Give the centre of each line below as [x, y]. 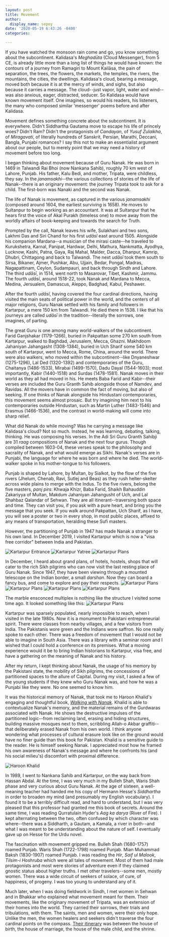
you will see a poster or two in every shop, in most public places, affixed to [83, 516]
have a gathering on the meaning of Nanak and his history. [66, 656]
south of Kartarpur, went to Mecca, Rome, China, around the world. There [81, 352]
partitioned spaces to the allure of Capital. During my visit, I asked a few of [82, 677]
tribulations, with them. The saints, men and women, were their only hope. [82, 913]
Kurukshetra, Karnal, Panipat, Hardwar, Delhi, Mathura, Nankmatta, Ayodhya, [84, 247]
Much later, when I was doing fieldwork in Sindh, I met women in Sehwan [81, 891]
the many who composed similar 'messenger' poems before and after [77, 106]
